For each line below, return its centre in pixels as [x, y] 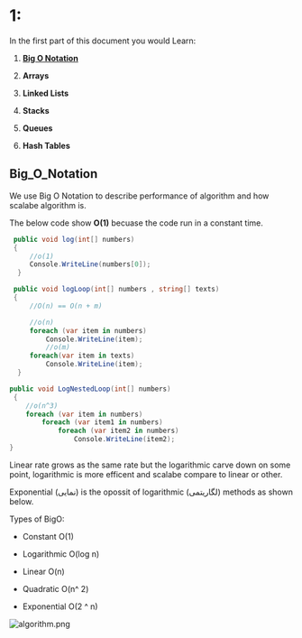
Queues [37, 128]
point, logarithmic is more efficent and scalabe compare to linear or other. [146, 474]
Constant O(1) [48, 536]
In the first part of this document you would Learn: [103, 41]
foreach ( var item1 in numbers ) [103, 422]
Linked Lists [46, 93]
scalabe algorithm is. [48, 205]
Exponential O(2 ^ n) [60, 606]
